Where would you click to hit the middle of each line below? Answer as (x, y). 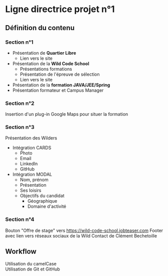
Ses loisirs (31, 190)
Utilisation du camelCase (31, 263)
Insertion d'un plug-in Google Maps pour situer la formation (67, 114)
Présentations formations (46, 69)
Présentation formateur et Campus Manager (58, 90)
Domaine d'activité (47, 206)
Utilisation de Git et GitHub (33, 269)
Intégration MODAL (32, 175)
